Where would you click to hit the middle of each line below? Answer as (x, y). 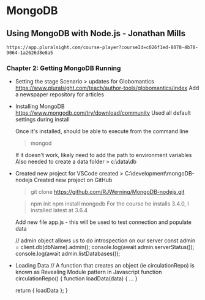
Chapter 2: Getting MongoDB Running (64, 68)
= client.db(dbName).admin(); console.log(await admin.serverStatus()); (105, 247)
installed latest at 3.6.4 (59, 210)
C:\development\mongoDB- (159, 174)
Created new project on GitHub (73, 180)
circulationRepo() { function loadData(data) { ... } (76, 279)
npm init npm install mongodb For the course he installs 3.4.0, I (110, 204)
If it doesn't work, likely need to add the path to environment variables (103, 155)
